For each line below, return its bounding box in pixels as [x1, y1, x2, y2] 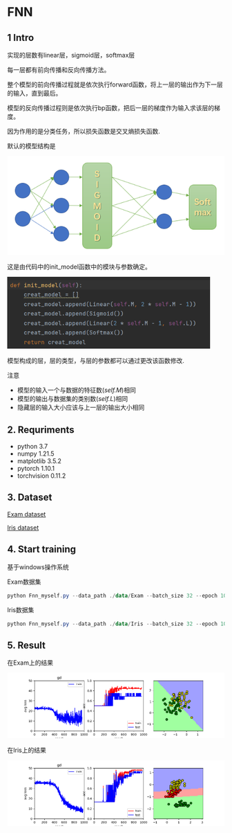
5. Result [7, 639, 46, 651]
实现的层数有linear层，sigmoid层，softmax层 [7, 51, 135, 59]
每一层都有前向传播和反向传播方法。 [7, 66, 110, 73]
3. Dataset [7, 492, 52, 503]
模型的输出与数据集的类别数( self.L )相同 [17, 395, 128, 403]
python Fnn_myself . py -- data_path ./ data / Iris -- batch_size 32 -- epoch [7, 620, 217, 627]
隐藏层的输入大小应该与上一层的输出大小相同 [17, 403, 145, 412]
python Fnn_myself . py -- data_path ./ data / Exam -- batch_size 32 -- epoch [7, 592, 217, 599]
